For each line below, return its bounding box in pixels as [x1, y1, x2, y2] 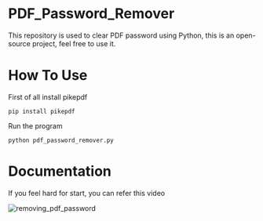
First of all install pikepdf [8, 92, 88, 102]
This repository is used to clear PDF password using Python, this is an [8, 31, 235, 40]
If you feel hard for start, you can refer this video [8, 188, 166, 197]
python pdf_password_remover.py [8, 136, 114, 144]
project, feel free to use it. [32, 38, 116, 48]
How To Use [8, 67, 88, 85]
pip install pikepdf [8, 107, 76, 115]
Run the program [8, 121, 63, 130]
